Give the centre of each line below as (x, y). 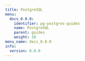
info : (11, 46)
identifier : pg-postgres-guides (47, 23)
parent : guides (29, 32)
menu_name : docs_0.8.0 (28, 42)
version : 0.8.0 (25, 51)
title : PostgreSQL (24, 10)
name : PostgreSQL (32, 28)
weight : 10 (25, 37)
